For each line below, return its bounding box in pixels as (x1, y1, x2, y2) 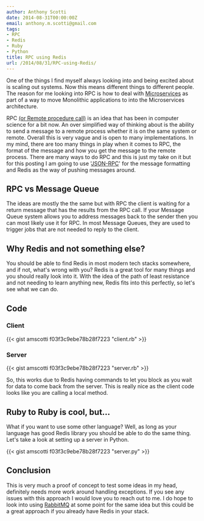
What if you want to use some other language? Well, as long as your (6, 423, 177, 430)
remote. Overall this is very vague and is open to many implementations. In (6, 133, 194, 141)
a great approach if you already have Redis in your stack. (6, 507, 149, 515)
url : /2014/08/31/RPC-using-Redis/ (6, 60, 97, 66)
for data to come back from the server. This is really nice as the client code (6, 383, 195, 390)
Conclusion (6, 466, 51, 476)
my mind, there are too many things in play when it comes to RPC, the (6, 140, 181, 147)
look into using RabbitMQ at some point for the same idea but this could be (6, 501, 194, 508)
